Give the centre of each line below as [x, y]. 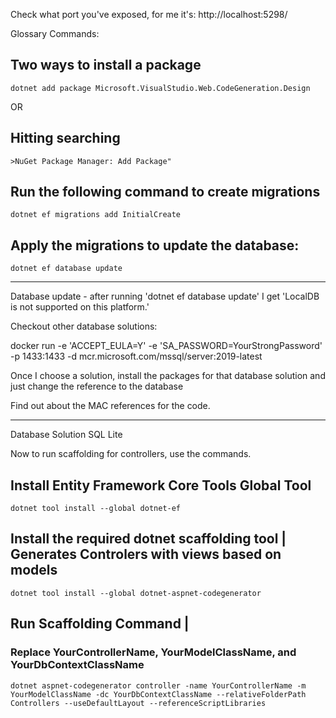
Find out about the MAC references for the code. [110, 406]
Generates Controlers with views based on [146, 554]
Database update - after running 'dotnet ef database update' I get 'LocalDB [165, 296]
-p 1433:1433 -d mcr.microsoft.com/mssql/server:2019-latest [136, 356]
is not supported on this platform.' [80, 307]
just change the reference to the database [97, 386]
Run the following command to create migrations [165, 192]
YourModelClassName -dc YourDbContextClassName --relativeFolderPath [158, 694]
